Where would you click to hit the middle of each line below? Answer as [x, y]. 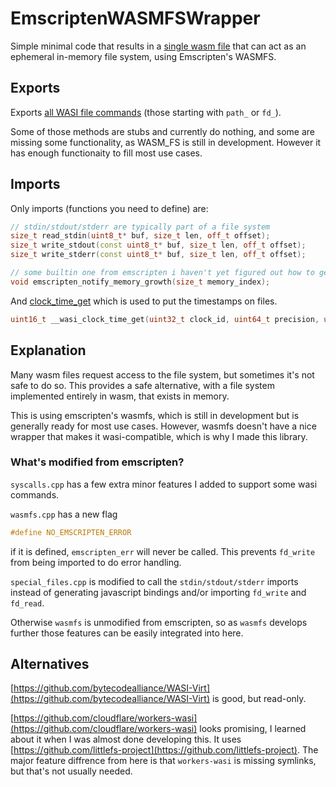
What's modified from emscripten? [97, 462]
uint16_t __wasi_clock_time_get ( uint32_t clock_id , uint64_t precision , [165, 319]
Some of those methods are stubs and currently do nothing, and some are [162, 131]
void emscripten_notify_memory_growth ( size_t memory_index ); [140, 282]
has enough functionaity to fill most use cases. [106, 153]
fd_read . [27, 603]
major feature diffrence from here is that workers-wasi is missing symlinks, [163, 761]
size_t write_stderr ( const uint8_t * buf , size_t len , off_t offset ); [158, 255]
